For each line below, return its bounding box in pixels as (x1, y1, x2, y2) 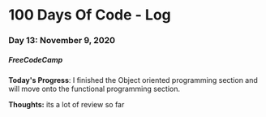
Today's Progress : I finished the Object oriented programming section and (8, 76, 258, 85)
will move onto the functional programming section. (8, 84, 181, 94)
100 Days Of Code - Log (8, 6, 172, 24)
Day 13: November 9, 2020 (8, 35, 116, 46)
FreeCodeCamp (8, 54, 63, 64)
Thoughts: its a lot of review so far (8, 100, 125, 110)
